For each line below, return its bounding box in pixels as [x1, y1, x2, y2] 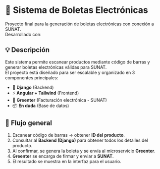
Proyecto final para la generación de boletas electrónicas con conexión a [5, 21, 155, 27]
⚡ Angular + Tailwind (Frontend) [12, 90, 79, 96]
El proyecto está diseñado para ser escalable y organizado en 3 [5, 69, 135, 75]
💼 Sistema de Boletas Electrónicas [5, 4, 149, 16]
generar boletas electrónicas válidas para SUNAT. [5, 64, 107, 70]
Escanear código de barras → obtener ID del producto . [12, 132, 125, 138]
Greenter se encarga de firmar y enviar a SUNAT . [12, 153, 114, 159]
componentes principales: [5, 74, 58, 81]
